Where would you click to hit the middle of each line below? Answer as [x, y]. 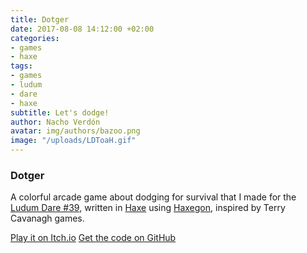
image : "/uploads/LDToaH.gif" [73, 141]
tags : [21, 66]
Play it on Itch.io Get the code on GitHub [93, 238]
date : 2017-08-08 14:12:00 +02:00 [82, 29]
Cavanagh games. [47, 218]
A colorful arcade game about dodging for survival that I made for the [153, 197]
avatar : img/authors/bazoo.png [75, 131]
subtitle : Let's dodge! [60, 112]
